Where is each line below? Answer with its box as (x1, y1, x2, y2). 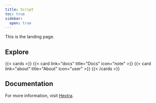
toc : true (5, 12, 25, 16)
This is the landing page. (5, 34, 55, 40)
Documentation (5, 80, 54, 88)
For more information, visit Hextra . (5, 92, 74, 98)
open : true (9, 20, 32, 26)
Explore (5, 48, 29, 56)
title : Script (5, 7, 34, 12)
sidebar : (5, 16, 23, 21)
